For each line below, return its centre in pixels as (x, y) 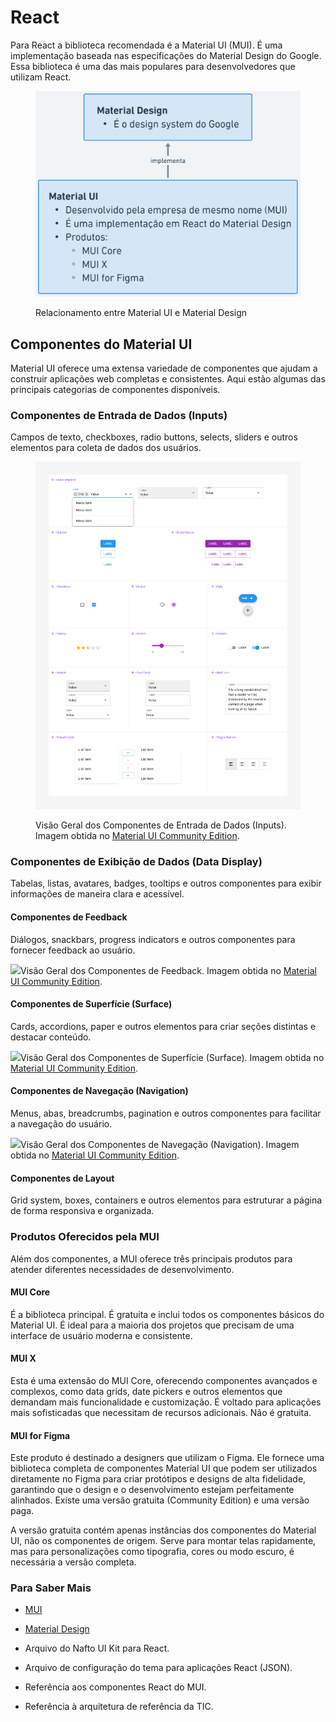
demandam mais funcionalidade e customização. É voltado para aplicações (166, 1402)
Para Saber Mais (51, 1588)
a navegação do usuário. (61, 1124)
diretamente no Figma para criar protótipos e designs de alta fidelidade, (158, 1479)
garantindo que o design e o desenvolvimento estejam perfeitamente (152, 1490)
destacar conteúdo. (51, 1037)
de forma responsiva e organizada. (82, 1211)
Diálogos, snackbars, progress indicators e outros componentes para (153, 939)
